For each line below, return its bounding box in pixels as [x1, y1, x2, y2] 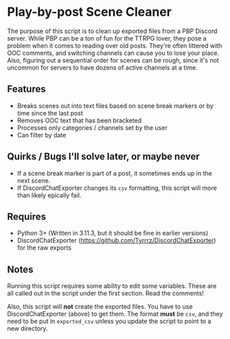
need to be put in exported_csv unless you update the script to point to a [7, 317, 211, 325]
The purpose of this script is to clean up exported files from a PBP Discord [7, 27, 218, 35]
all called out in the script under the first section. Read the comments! [7, 289, 205, 298]
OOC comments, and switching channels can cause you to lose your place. [7, 49, 220, 57]
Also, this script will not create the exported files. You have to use [7, 303, 194, 311]
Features [7, 83, 46, 95]
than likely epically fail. [16, 190, 82, 199]
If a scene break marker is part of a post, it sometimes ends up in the [16, 169, 213, 177]
